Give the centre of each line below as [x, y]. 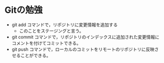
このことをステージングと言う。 [51, 31]
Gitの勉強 [24, 10]
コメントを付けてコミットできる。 [46, 43]
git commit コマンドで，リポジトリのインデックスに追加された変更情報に [85, 37]
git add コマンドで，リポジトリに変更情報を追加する [65, 25]
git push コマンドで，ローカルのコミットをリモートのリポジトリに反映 [83, 49]
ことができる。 [36, 55]
